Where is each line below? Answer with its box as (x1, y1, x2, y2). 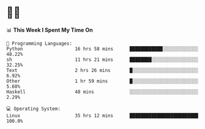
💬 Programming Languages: (6, 40, 72, 47)
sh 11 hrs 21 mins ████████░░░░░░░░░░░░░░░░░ (6, 57, 199, 63)
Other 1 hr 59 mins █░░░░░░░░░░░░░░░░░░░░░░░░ (6, 78, 199, 84)
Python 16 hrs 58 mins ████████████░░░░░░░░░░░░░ (6, 45, 199, 52)
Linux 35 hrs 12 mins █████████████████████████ (6, 112, 199, 119)
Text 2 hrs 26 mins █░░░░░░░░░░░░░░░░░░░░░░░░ (6, 67, 199, 73)
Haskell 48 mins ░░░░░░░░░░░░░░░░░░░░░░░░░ (6, 88, 199, 95)
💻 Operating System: (6, 106, 61, 112)
